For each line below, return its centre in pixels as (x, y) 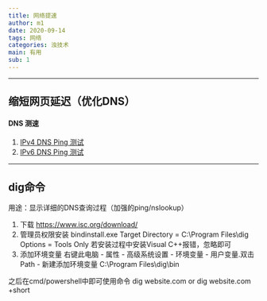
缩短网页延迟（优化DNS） (72, 101)
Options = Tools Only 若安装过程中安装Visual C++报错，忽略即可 (126, 245)
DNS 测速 (24, 123)
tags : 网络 (25, 38)
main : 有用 (25, 52)
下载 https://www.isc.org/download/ (79, 225)
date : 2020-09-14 (37, 30)
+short (19, 290)
